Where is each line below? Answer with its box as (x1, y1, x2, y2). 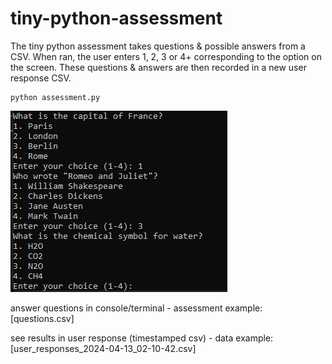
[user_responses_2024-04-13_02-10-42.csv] (10, 342, 197, 354)
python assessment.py (10, 92, 101, 102)
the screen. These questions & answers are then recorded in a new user (10, 61, 307, 73)
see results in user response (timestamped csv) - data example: (10, 332, 274, 344)
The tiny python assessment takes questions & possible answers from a (10, 40, 306, 52)
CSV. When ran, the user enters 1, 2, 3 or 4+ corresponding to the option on (10, 50, 322, 62)
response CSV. (10, 72, 72, 84)
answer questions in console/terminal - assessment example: (10, 302, 263, 314)
